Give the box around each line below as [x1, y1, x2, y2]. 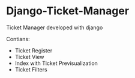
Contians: [6, 35, 30, 42]
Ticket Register [14, 46, 53, 54]
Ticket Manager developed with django [6, 24, 103, 31]
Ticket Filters [14, 65, 47, 73]
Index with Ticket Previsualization [14, 60, 98, 67]
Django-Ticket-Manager [6, 4, 130, 18]
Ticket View [14, 53, 44, 60]
